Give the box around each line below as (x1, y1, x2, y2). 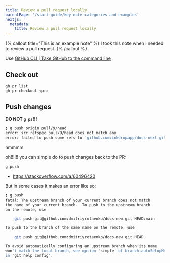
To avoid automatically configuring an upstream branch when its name (5, 244, 157, 249)
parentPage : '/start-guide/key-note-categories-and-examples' (5, 12, 139, 17)
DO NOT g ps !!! (5, 116, 37, 122)
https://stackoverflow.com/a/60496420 (12, 173, 96, 179)
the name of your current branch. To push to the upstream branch (5, 202, 151, 207)
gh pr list (5, 83, 28, 89)
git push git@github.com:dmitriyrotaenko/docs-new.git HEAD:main (14, 216, 155, 221)
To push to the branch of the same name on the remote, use (5, 225, 135, 231)
